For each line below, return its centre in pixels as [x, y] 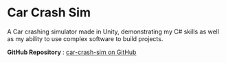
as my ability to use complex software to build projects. [85, 38]
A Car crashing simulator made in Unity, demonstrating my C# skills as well [113, 32]
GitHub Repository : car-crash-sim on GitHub [72, 52]
